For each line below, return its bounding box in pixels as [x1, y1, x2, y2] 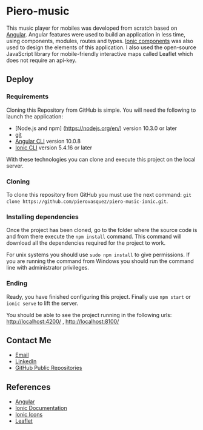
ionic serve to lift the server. [6, 299, 79, 307]
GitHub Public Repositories [15, 364, 82, 372]
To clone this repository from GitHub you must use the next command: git [6, 191, 192, 198]
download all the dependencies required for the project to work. [6, 239, 166, 247]
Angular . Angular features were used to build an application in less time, [6, 30, 186, 38]
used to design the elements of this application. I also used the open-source [6, 44, 197, 51]
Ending [6, 279, 28, 288]
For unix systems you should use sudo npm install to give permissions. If [6, 251, 190, 259]
